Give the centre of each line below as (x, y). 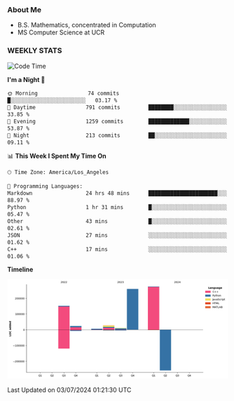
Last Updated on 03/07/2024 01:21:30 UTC (69, 390)
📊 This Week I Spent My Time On (57, 156)
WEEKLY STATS (35, 50)
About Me (25, 10)
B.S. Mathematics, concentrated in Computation (87, 25)
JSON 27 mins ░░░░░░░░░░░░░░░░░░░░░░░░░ (117, 235)
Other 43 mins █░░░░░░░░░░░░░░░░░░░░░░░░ (117, 221)
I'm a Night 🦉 (26, 79)
